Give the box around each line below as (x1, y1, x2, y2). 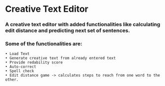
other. (5, 77, 19, 82)
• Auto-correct (5, 64, 37, 69)
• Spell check (5, 69, 35, 74)
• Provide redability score (5, 60, 63, 65)
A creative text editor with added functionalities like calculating (5, 21, 161, 28)
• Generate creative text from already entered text (5, 56, 116, 61)
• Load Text (5, 52, 30, 57)
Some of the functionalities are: (5, 40, 82, 47)
